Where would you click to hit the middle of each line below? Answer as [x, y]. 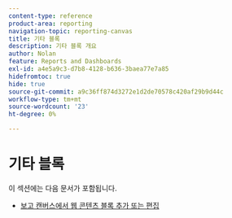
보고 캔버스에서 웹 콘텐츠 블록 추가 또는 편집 [90, 205]
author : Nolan [33, 54]
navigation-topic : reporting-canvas [70, 31]
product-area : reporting [50, 24]
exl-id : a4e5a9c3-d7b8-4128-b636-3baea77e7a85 [89, 69]
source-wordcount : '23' [49, 107]
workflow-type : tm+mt [45, 99]
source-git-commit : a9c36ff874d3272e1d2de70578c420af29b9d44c [116, 92]
